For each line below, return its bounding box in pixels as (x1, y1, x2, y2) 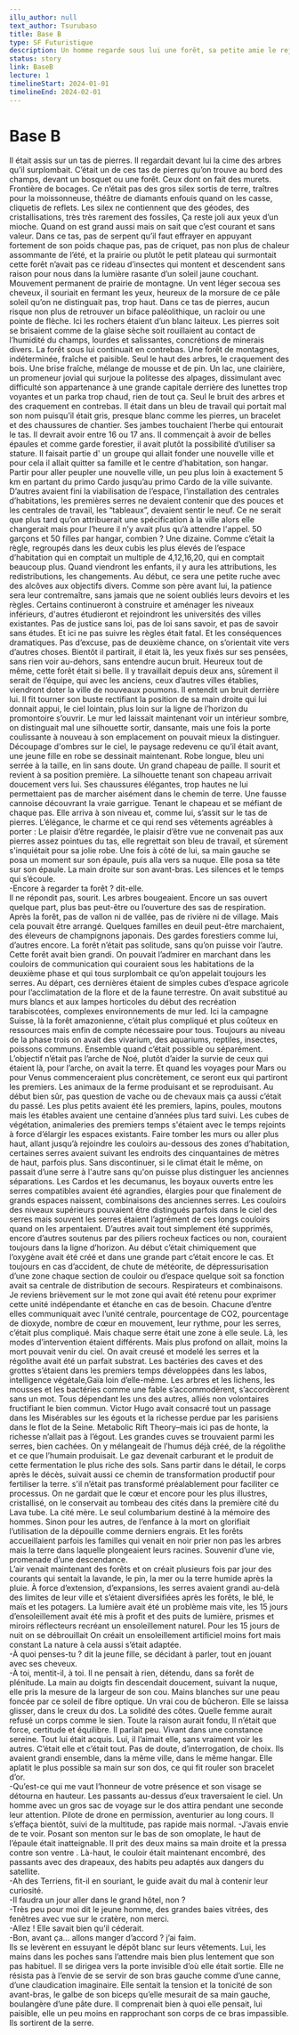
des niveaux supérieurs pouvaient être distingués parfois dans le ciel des (9, 1205, 278, 1215)
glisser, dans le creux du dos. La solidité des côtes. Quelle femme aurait (9, 1706, 273, 1716)
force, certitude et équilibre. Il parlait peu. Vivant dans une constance (9, 1724, 263, 1735)
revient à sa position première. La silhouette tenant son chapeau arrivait (9, 770, 272, 780)
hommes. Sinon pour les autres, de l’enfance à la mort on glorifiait (9, 1516, 251, 1527)
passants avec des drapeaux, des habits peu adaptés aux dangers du (9, 1857, 264, 1868)
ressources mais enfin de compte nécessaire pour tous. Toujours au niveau (9, 1025, 286, 1036)
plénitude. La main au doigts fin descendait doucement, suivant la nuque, (9, 1677, 279, 1688)
